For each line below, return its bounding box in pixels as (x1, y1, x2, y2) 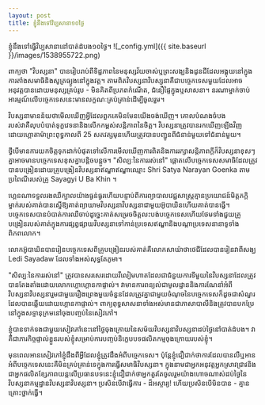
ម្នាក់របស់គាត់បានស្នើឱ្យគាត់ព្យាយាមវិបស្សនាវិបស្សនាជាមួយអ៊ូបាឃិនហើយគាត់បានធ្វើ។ (8, 200, 230, 209)
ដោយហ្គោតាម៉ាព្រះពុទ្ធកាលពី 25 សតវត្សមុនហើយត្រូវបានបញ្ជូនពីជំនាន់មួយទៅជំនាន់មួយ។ (8, 129, 241, 139)
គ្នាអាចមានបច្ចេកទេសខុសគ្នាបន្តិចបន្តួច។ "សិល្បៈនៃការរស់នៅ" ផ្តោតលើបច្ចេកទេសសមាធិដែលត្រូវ (8, 155, 258, 165)
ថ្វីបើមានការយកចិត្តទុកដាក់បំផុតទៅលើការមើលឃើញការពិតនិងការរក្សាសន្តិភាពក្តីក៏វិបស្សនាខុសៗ (8, 146, 256, 155)
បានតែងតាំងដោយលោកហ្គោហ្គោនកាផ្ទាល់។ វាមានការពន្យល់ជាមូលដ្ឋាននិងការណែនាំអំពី (8, 279, 233, 289)
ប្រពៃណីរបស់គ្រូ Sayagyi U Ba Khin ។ (8, 174, 117, 183)
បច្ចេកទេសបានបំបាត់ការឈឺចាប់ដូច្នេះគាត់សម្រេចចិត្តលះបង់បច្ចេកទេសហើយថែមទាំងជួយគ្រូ (8, 209, 241, 219)
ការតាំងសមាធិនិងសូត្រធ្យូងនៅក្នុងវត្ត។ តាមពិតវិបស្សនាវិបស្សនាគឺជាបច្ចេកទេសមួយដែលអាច (8, 75, 243, 85)
